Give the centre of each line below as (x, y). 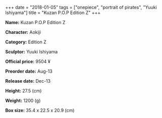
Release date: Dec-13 (28, 81)
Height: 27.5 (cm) (23, 91)
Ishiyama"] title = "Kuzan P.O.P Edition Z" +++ (53, 13)
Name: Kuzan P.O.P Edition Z (35, 22)
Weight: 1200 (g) (23, 101)
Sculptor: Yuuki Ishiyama (32, 52)
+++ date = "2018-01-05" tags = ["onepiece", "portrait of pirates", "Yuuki (81, 7)
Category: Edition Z (26, 42)
